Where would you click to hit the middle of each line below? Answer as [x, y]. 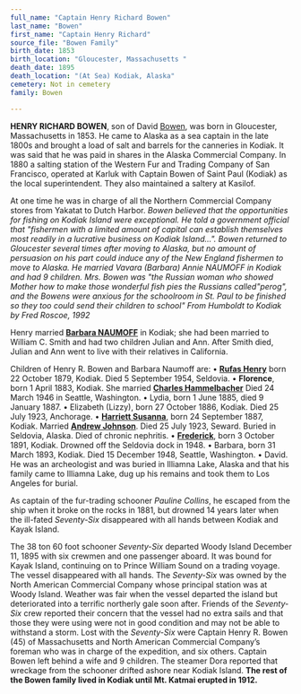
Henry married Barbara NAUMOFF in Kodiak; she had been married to [140, 332]
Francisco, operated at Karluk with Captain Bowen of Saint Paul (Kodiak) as [149, 173]
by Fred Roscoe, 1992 [50, 315]
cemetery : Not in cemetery [60, 84]
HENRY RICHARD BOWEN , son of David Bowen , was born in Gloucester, [144, 126]
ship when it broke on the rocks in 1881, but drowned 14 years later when [145, 510]
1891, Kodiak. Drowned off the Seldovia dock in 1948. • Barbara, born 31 [143, 445]
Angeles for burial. [44, 483]
